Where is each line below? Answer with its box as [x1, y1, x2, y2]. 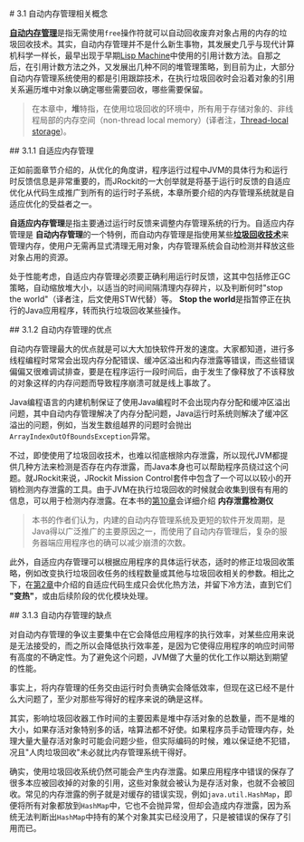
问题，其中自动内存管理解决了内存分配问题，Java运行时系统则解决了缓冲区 [9, 408, 290, 419]
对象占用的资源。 [9, 252, 73, 262]
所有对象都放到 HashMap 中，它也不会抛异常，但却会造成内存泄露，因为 [24, 800, 284, 810]
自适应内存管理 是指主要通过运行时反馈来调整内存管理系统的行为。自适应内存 [9, 218, 295, 228]
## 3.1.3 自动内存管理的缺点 [9, 610, 112, 620]
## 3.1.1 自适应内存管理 [9, 145, 94, 156]
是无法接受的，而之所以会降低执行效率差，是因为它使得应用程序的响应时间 [9, 641, 287, 651]
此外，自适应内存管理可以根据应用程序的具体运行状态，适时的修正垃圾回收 [9, 556, 287, 567]
